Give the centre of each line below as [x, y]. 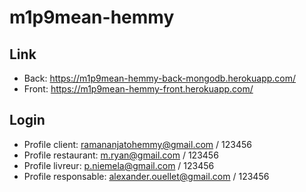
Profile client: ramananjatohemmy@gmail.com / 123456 [137, 144]
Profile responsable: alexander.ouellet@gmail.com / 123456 [146, 176]
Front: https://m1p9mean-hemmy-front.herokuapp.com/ [138, 89]
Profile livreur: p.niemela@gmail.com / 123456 [119, 165]
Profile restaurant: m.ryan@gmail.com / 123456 [121, 155]
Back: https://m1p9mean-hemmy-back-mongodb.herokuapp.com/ [160, 78]
